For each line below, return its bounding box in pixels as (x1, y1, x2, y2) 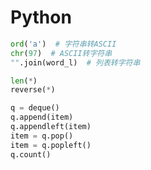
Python (10, 6, 72, 29)
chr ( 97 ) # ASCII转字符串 (10, 48, 113, 58)
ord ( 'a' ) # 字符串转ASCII (10, 39, 117, 49)
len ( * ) (10, 76, 38, 86)
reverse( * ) (10, 85, 56, 95)
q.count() (10, 149, 52, 160)
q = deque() (10, 103, 60, 113)
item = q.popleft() (10, 140, 92, 150)
